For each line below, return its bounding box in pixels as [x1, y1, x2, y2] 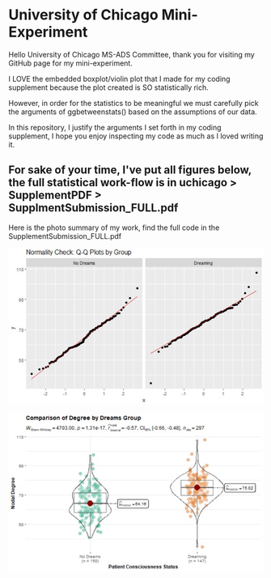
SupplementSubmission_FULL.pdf [8, 231, 122, 240]
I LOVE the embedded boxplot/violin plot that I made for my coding [8, 74, 231, 83]
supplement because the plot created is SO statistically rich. [8, 83, 209, 92]
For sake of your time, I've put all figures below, [8, 164, 252, 177]
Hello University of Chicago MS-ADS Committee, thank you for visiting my [8, 49, 255, 59]
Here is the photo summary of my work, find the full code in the [8, 223, 220, 232]
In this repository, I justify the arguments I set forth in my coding [8, 122, 222, 132]
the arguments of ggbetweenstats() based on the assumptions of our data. [8, 107, 257, 117]
